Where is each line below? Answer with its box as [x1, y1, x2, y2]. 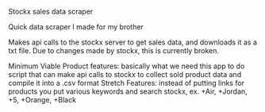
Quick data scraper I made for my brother [8, 22, 144, 31]
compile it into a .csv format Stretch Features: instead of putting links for [8, 79, 244, 87]
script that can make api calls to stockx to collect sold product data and [8, 70, 242, 79]
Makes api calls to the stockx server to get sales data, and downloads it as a [8, 37, 258, 47]
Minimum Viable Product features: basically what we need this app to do [8, 61, 245, 71]
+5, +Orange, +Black [8, 95, 77, 104]
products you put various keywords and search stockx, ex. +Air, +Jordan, [8, 87, 248, 96]
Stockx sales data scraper [8, 7, 94, 16]
